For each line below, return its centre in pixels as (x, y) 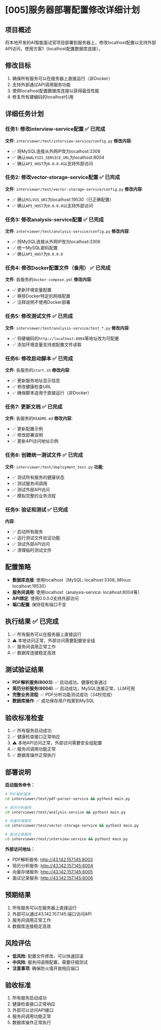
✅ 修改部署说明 (27, 435)
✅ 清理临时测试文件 (32, 550)
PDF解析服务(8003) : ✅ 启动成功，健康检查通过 (59, 682)
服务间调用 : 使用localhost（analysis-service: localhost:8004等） (77, 592)
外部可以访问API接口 (33, 1010)
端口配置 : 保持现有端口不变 (39, 604)
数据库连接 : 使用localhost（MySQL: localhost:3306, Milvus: (72, 580)
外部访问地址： (20, 849)
